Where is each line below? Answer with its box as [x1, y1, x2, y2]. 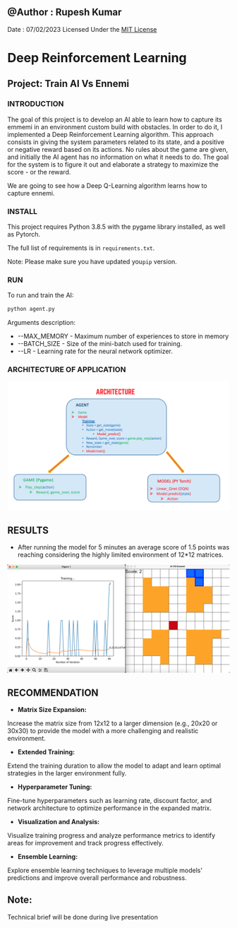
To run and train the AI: [7, 291, 74, 299]
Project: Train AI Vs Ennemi [7, 78, 130, 90]
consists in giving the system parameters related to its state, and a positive [7, 138, 224, 146]
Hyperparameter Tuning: [17, 783, 92, 791]
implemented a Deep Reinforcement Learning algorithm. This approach [7, 130, 214, 138]
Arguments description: [7, 319, 76, 327]
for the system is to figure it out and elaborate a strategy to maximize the [7, 160, 219, 169]
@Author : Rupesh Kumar [7, 6, 122, 18]
